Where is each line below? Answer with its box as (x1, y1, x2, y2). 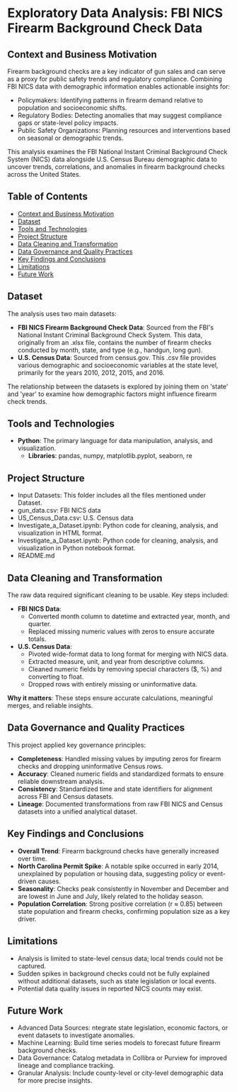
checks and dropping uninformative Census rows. (17, 762, 163, 770)
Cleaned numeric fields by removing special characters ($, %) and (28, 665, 222, 674)
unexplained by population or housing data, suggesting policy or (17, 869, 205, 878)
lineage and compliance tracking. (17, 1061, 115, 1070)
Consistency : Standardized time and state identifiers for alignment (17, 785, 213, 793)
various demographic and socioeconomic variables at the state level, (17, 361, 219, 369)
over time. (17, 854, 47, 863)
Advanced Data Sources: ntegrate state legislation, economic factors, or (17, 1024, 229, 1032)
